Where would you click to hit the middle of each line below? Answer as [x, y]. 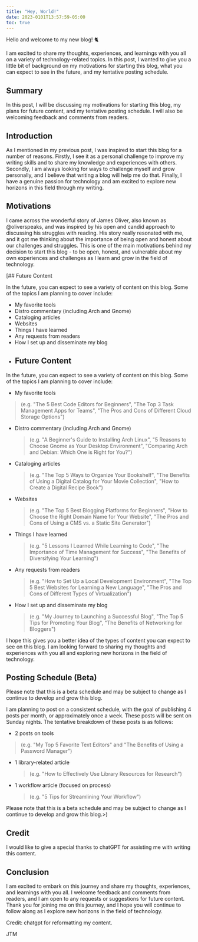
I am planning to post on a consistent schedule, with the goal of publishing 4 [99, 709]
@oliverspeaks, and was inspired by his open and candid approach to [91, 226]
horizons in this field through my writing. [55, 187]
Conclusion [28, 872]
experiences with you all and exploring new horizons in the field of [87, 653]
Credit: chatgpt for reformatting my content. [59, 923]
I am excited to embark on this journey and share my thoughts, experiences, [98, 886]
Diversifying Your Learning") [64, 558]
